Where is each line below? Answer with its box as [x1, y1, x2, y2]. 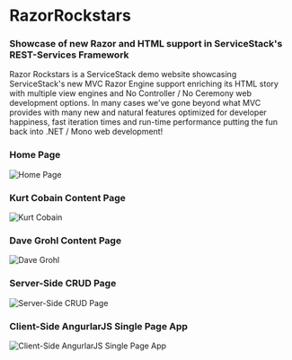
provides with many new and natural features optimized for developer [9, 107, 267, 118]
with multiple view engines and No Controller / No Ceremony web [9, 88, 252, 99]
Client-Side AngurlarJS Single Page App [9, 320, 189, 332]
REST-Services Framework [9, 48, 129, 61]
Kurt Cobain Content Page [9, 191, 126, 204]
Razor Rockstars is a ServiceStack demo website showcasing [9, 69, 237, 80]
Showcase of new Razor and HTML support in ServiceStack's [9, 38, 283, 50]
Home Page [9, 149, 61, 162]
